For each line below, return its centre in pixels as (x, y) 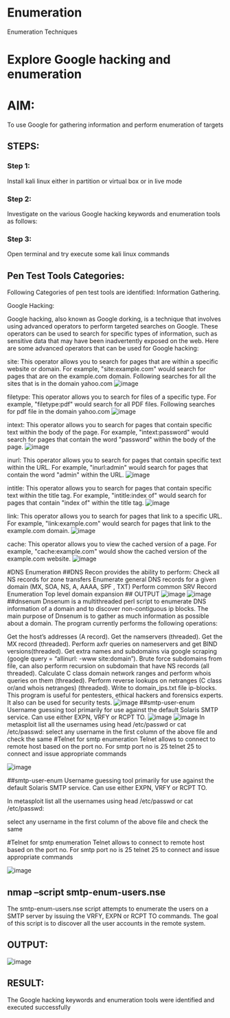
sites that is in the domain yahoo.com (60, 384)
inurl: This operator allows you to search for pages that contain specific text (114, 460)
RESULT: (26, 983)
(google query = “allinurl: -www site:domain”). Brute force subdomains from (115, 658)
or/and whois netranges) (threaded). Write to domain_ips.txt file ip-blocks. (112, 688)
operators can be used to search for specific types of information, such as (112, 334)
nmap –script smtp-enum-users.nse (87, 892)
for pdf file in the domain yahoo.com (59, 412)
